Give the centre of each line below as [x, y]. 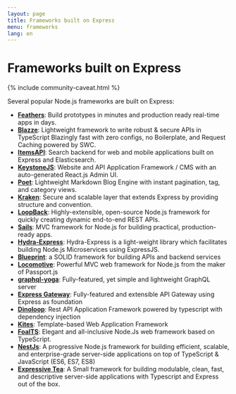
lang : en [20, 33]
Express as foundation [50, 302]
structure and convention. [55, 205]
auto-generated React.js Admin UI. [68, 175]
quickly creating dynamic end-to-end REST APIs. [88, 220]
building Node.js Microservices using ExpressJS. [88, 250]
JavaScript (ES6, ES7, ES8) [56, 362]
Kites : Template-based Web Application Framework [93, 324]
